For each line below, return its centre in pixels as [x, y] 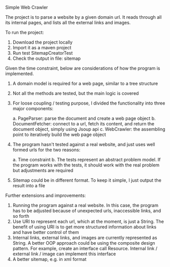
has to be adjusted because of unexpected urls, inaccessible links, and [87, 211]
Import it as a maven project [42, 47]
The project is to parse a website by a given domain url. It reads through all [83, 17]
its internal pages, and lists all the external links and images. [68, 23]
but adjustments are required [43, 170]
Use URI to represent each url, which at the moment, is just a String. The [88, 221]
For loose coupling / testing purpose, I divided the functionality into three [89, 103]
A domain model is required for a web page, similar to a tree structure [85, 84]
